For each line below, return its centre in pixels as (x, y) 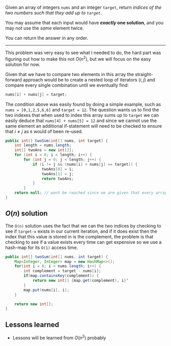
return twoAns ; (58, 179)
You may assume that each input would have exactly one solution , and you (84, 23)
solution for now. (23, 64)
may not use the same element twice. (45, 28)
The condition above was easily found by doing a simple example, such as (83, 104)
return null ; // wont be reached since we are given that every (84, 193)
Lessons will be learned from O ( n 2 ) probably (59, 337)
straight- (144, 74)
